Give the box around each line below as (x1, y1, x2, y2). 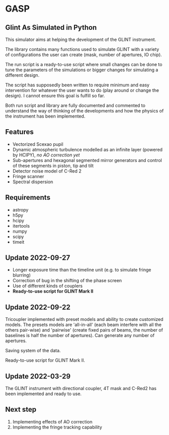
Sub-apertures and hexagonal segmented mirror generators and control (12, 157, 162, 163)
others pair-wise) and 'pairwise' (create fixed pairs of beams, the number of (5, 327, 163, 333)
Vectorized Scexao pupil (12, 141, 64, 147)
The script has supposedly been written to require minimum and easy (5, 82, 150, 88)
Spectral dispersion (12, 179, 53, 185)
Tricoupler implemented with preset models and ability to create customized (5, 316, 164, 322)
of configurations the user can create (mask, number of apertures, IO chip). (5, 51, 162, 58)
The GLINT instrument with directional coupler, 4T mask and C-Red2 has (5, 386, 157, 392)
